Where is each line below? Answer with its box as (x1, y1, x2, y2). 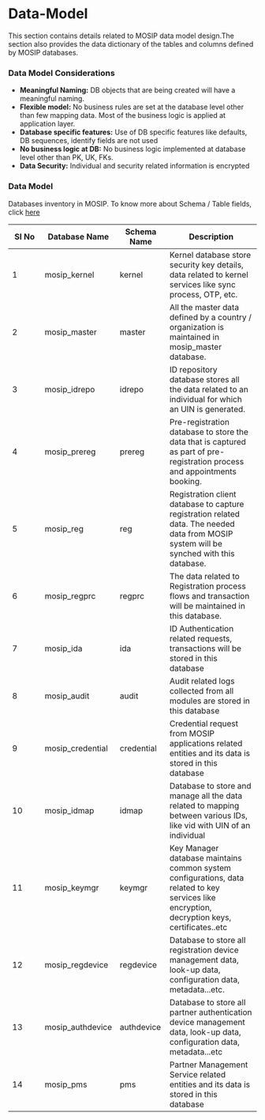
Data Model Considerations (8, 67, 116, 78)
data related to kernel (169, 269, 248, 280)
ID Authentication (169, 622, 234, 634)
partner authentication (169, 1006, 252, 1017)
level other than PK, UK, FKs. (19, 153, 114, 162)
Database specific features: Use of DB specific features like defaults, (19, 127, 248, 137)
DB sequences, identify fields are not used (19, 136, 159, 146)
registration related (169, 508, 241, 519)
